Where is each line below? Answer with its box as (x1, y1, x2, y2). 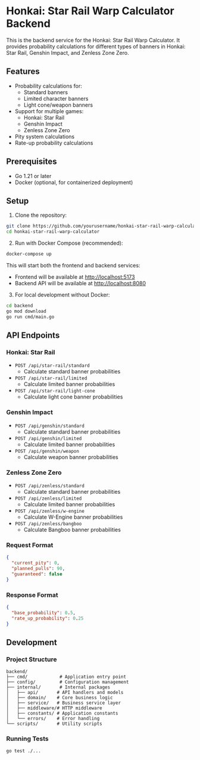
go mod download (6, 308, 46, 314)
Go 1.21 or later (14, 172, 52, 179)
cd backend (6, 303, 33, 309)
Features (6, 67, 40, 77)
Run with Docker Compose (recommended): (14, 239, 123, 247)
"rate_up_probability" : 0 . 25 (11, 615, 84, 621)
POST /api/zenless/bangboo (14, 521, 82, 527)
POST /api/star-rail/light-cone (14, 388, 95, 394)
